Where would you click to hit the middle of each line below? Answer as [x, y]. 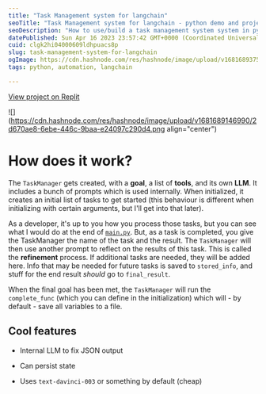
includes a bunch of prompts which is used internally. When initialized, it [126, 191]
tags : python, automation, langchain [70, 67]
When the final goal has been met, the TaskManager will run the [110, 289]
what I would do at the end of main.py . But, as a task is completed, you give [131, 231]
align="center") [192, 128]
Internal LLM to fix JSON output [71, 350]
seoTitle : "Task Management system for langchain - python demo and [123, 23]
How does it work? [70, 161]
